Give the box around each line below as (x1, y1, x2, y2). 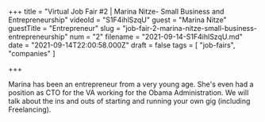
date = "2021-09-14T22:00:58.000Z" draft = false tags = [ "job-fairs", (8, 40, 236, 50)
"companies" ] (8, 49, 56, 58)
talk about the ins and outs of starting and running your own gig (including (8, 97, 251, 105)
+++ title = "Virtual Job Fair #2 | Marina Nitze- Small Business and (8, 7, 225, 16)
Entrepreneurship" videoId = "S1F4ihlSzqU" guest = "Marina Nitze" (8, 15, 228, 25)
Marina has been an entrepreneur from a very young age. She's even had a (8, 79, 254, 89)
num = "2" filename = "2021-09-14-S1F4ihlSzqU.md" (69, 32, 244, 41)
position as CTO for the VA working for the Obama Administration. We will (8, 88, 249, 97)
